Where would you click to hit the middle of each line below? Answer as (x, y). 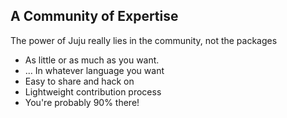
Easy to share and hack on (79, 81)
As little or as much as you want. (92, 60)
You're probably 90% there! (82, 102)
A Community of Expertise (94, 16)
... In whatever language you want (94, 70)
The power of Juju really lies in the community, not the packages (144, 40)
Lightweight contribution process (93, 91)
